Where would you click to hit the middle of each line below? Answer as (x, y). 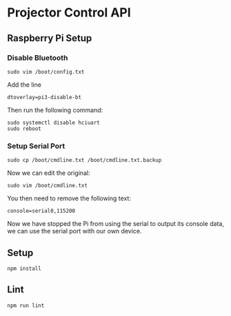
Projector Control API (69, 13)
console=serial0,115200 (41, 211)
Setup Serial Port (36, 146)
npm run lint (26, 305)
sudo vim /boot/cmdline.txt (48, 186)
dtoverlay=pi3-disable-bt (44, 97)
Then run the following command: (55, 110)
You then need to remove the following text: (69, 198)
